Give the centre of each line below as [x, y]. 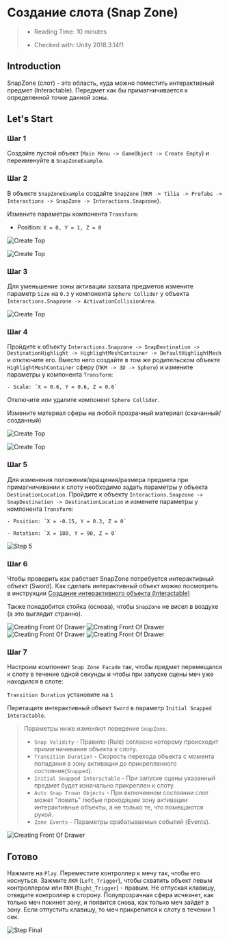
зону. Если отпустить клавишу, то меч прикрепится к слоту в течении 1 [111, 909]
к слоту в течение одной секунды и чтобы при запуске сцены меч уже [110, 674]
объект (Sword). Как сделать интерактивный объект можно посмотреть [113, 586]
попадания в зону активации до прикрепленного [105, 764]
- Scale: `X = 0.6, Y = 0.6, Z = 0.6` [62, 387]
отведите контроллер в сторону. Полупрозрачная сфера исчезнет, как [110, 895]
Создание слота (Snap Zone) [93, 13]
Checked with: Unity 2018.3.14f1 [79, 45]
